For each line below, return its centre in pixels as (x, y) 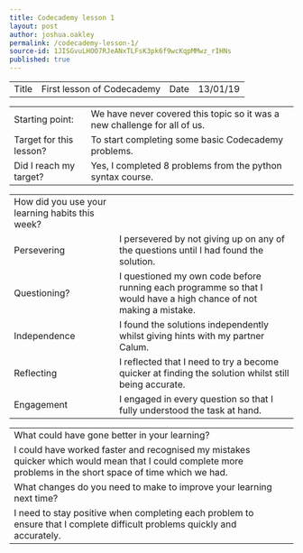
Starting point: (44, 120)
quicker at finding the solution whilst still (204, 373)
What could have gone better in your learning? (112, 435)
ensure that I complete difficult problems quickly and (125, 524)
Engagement (41, 405)
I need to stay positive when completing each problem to (134, 513)
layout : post (34, 26)
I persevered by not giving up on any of (202, 239)
